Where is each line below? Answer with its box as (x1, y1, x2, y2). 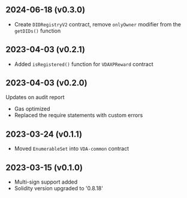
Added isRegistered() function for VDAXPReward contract (14, 60, 153, 68)
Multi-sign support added (14, 178, 78, 185)
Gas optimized (14, 105, 50, 113)
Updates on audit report (5, 94, 65, 101)
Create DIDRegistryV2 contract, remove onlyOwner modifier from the (14, 20, 181, 28)
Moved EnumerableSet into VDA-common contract (14, 145, 129, 152)
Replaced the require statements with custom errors (14, 112, 143, 119)
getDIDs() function (14, 27, 61, 34)
